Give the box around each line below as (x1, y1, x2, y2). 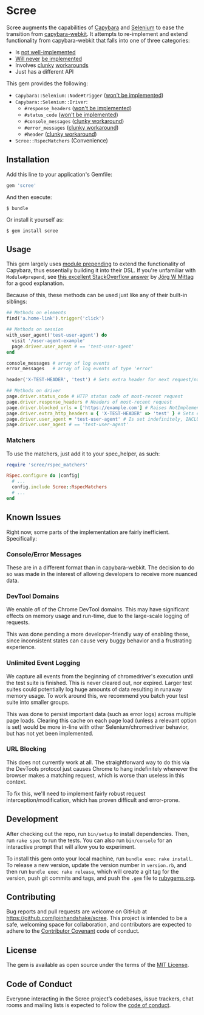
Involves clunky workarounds (15, 61, 89, 69)
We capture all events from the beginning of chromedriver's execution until (6, 672, 194, 680)
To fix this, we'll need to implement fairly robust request (6, 790, 146, 797)
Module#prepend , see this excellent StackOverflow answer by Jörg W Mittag (6, 273, 194, 281)
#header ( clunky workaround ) (24, 130, 97, 138)
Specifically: (6, 535, 38, 542)
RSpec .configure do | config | (6, 472, 80, 479)
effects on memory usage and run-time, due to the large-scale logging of (6, 613, 189, 620)
